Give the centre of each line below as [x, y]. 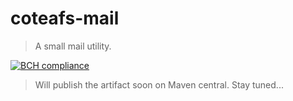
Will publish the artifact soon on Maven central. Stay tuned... [159, 84]
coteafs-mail [65, 18]
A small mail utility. [73, 46]
